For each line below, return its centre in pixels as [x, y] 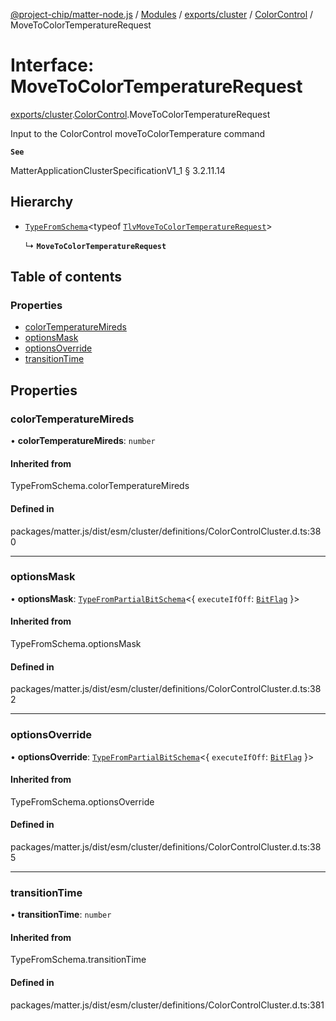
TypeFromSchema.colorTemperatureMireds [100, 486]
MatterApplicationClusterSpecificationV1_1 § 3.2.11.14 [118, 170]
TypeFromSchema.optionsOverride [82, 801]
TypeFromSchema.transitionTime [78, 960]
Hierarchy [42, 202]
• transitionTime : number [61, 915]
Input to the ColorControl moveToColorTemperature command [138, 133]
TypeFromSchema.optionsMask [76, 644]
